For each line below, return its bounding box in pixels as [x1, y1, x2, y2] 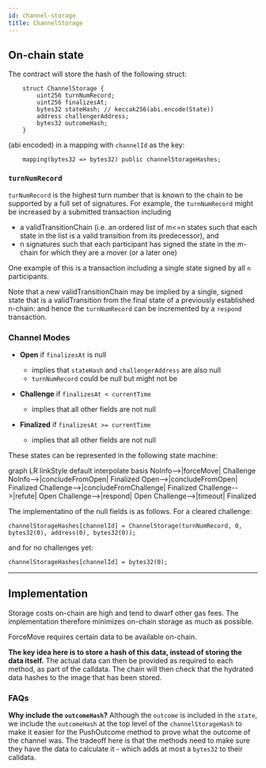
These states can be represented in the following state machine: [8, 450, 218, 460]
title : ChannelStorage [8, 19, 83, 27]
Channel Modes [8, 332, 70, 343]
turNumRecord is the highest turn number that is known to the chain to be [8, 190, 244, 199]
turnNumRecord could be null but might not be [31, 374, 178, 383]
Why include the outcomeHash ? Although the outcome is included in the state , [8, 711, 257, 720]
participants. [8, 271, 50, 281]
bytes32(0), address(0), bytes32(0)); [8, 528, 136, 536]
